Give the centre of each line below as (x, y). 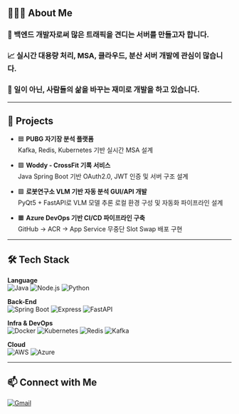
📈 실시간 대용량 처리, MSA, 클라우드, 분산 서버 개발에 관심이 (104, 56)
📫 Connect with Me (52, 382)
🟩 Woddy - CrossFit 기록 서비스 (64, 166)
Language (22, 281)
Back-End (22, 302)
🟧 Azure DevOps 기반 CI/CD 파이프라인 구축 (81, 218)
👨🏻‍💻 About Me (40, 13)
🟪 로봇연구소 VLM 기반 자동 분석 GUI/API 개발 (82, 192)
